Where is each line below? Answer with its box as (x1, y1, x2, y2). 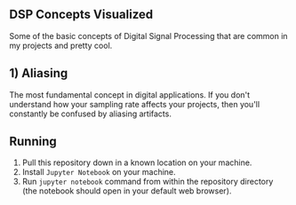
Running (9, 134, 58, 149)
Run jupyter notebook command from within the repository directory (21, 177, 274, 187)
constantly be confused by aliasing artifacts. (9, 108, 172, 119)
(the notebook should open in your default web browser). (21, 185, 232, 196)
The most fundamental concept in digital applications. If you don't (9, 89, 251, 100)
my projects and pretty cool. (9, 40, 113, 51)
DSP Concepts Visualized (9, 7, 154, 22)
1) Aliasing (9, 66, 68, 81)
